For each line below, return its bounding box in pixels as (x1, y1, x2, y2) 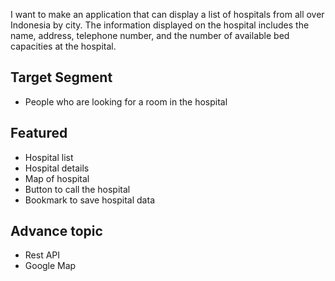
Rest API (24, 249, 61, 261)
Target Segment (10, 69, 113, 86)
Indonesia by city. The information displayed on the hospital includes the (10, 19, 310, 31)
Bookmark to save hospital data (24, 194, 155, 206)
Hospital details (24, 162, 90, 174)
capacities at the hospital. (10, 40, 117, 52)
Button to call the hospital (24, 183, 131, 195)
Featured (10, 125, 68, 142)
